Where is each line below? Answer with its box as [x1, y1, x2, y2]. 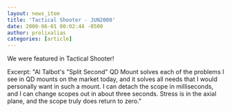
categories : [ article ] [7, 36, 72, 43]
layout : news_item [7, 10, 60, 17]
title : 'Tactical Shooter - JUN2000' [7, 16, 116, 23]
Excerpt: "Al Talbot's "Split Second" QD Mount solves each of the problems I [7, 68, 224, 76]
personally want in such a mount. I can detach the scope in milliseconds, [7, 82, 214, 91]
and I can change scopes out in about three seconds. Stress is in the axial [7, 90, 217, 98]
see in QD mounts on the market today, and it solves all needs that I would [7, 75, 218, 83]
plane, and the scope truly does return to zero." [7, 97, 142, 105]
